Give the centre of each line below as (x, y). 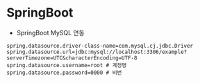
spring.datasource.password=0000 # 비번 (64, 73)
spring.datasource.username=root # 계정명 (67, 65)
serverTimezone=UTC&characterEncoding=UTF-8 (72, 58)
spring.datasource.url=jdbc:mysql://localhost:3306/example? (97, 52)
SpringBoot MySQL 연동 (50, 33)
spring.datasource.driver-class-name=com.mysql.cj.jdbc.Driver (100, 46)
